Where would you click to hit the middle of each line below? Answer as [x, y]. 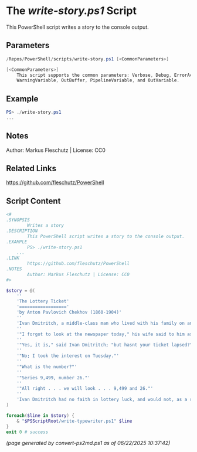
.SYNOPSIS [18, 220]
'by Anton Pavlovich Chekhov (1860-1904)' [69, 312]
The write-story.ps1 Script [71, 11]
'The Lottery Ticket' [43, 301]
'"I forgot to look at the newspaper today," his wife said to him [101, 334]
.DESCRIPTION [22, 231]
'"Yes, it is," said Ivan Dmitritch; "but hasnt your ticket [93, 345]
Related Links [31, 169]
